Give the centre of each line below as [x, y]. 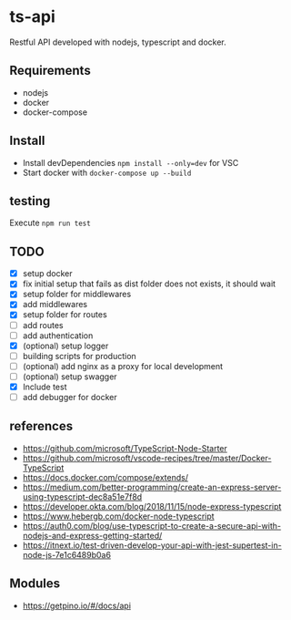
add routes [43, 325]
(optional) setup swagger [70, 377]
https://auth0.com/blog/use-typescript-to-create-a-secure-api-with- [152, 525]
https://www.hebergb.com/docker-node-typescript [119, 516]
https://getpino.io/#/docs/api [77, 605]
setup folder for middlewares [77, 294]
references [41, 426]
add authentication [58, 336]
